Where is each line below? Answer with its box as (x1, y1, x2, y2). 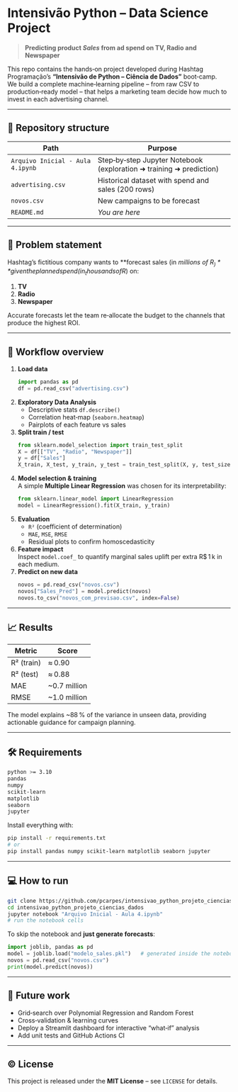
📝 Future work (7, 990, 71, 1002)
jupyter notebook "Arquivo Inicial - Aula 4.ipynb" (7, 911, 163, 918)
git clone (7, 897, 37, 904)
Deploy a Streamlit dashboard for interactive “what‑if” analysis (17, 1023, 200, 1032)
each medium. (17, 560, 60, 568)
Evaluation (17, 514, 50, 523)
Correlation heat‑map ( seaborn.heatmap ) (28, 412, 145, 421)
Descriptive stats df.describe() (28, 405, 121, 414)
